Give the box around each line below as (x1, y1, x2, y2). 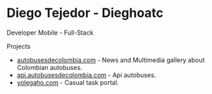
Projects (6, 42, 31, 50)
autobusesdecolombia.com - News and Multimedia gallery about (16, 55, 205, 64)
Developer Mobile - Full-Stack (6, 28, 94, 37)
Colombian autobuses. (16, 63, 82, 71)
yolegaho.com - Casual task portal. (16, 78, 119, 86)
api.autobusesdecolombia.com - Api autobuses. (16, 71, 156, 79)
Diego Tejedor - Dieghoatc (6, 5, 163, 21)
